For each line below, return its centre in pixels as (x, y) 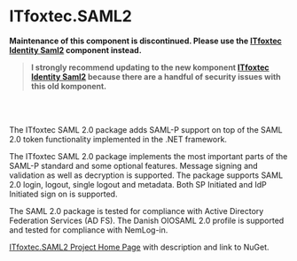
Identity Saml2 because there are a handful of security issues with (156, 76)
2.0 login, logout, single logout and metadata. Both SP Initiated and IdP (138, 184)
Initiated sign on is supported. (63, 194)
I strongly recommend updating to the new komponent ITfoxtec (150, 67)
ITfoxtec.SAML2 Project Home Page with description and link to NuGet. (139, 247)
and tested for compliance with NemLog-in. (89, 230)
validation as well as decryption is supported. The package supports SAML (146, 175)
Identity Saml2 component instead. (75, 50)
